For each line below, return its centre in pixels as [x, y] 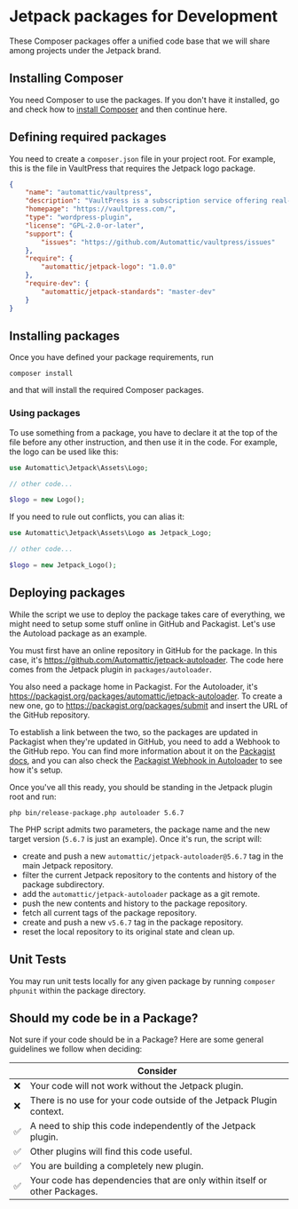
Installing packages [65, 336]
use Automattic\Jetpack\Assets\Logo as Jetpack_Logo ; [111, 533]
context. [47, 1111]
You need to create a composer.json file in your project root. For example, [143, 158]
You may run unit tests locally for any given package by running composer [142, 981]
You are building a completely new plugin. [117, 1166]
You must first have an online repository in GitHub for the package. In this [143, 650]
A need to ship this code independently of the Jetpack [143, 1126]
